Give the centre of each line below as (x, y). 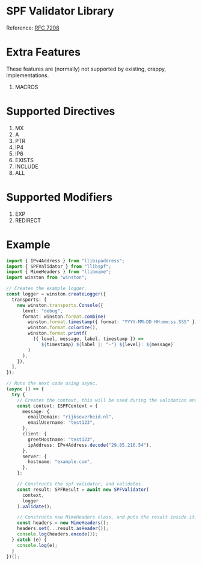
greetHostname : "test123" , (62, 439)
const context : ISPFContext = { (57, 406)
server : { (34, 456)
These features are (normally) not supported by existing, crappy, (86, 69)
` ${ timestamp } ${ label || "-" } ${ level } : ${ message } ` (107, 344)
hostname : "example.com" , (60, 462)
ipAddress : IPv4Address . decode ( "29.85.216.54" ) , (90, 445)
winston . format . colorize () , (63, 328)
